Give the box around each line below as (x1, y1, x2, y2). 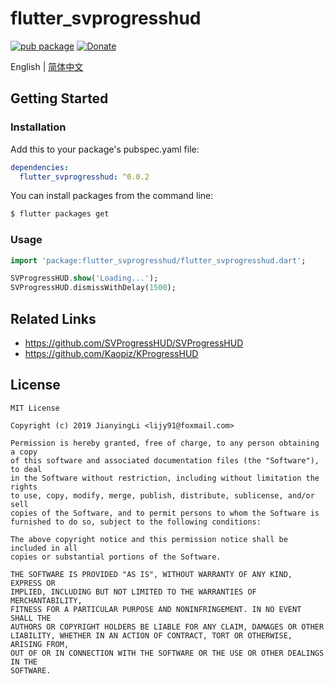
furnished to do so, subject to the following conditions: (10, 517, 262, 527)
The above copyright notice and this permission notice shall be (10, 534, 288, 544)
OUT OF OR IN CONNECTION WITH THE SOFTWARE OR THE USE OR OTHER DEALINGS (10, 648, 325, 658)
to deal (10, 464, 43, 474)
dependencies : (10, 162, 70, 172)
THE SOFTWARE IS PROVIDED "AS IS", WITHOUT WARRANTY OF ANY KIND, (10, 569, 293, 579)
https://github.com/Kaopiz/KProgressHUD (24, 347, 199, 359)
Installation (10, 120, 67, 134)
